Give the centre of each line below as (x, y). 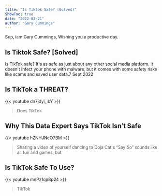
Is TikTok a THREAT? (37, 90)
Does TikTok (29, 110)
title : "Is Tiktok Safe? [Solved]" (41, 9)
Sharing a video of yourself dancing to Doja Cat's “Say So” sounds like (87, 147)
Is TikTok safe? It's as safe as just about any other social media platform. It (79, 64)
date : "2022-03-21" (25, 18)
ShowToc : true (19, 14)
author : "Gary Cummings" (30, 23)
